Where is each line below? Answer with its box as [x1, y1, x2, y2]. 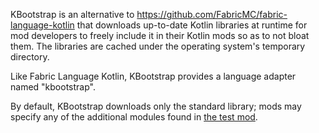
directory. [10, 51, 50, 63]
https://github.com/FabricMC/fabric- [136, 9, 288, 20]
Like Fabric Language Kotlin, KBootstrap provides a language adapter [10, 70, 297, 82]
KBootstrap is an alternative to [10, 9, 135, 20]
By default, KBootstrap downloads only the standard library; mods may [10, 100, 302, 112]
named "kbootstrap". [10, 81, 96, 93]
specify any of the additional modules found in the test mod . [10, 111, 258, 123]
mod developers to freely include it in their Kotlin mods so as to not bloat [10, 30, 310, 41]
